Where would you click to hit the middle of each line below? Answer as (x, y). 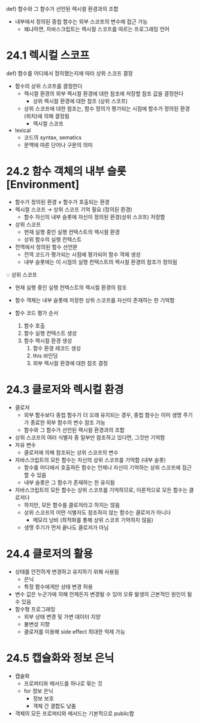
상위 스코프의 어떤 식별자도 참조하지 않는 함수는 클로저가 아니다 (97, 512)
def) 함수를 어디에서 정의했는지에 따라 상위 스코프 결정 (69, 73)
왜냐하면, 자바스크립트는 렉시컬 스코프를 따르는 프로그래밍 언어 (96, 29)
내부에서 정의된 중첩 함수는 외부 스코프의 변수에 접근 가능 (81, 22)
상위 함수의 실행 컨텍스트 (53, 239)
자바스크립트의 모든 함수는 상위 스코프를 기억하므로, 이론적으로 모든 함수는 (101, 490)
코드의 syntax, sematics (53, 137)
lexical (23, 130)
